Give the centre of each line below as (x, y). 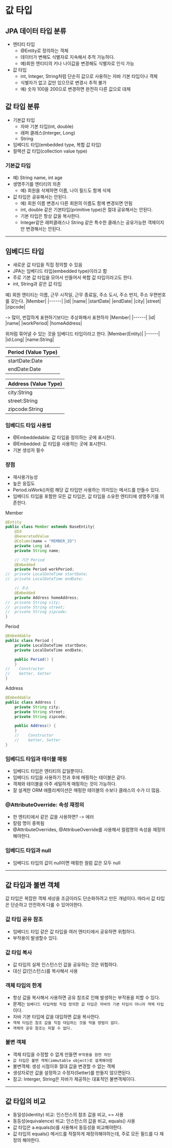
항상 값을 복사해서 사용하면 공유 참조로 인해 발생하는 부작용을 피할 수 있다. (86, 998)
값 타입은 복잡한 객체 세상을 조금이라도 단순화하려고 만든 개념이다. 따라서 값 (80, 898)
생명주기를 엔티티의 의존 (37, 184)
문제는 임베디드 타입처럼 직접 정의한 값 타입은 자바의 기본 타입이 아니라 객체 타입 (88, 1004)
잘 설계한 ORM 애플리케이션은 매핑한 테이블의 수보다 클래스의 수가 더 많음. (87, 790)
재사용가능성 (25, 477)
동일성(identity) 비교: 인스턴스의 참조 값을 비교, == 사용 (68, 1115)
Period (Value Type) (33, 352)
